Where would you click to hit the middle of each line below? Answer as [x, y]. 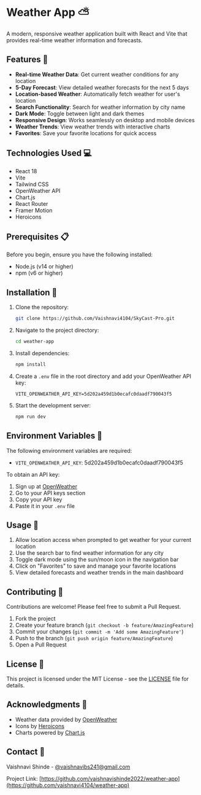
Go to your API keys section [50, 493]
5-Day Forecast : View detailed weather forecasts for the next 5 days [102, 87]
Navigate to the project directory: [57, 331]
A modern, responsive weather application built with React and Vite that [97, 33]
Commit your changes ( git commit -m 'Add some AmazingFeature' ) [99, 632]
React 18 [26, 171]
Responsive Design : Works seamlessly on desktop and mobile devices [105, 120]
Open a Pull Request [41, 645]
